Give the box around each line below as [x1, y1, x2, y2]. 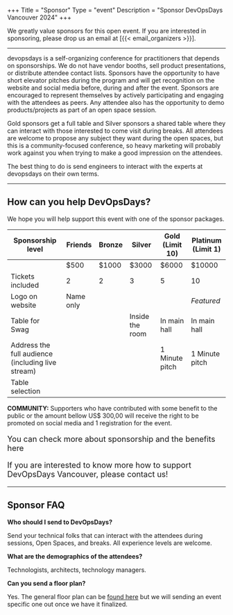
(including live [10, 357, 57, 367]
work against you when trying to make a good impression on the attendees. [7, 149, 223, 157]
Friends [66, 240, 92, 249]
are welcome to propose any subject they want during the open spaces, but [7, 134, 224, 142]
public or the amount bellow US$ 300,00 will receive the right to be [7, 411, 199, 420]
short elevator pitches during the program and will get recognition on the [7, 76, 215, 84]
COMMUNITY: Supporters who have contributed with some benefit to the [7, 404, 218, 412]
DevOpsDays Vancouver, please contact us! [7, 469, 169, 479]
